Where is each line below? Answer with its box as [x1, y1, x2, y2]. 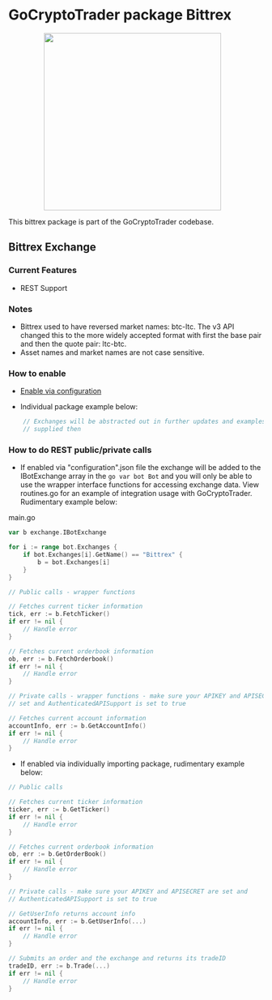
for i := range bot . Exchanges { [8, 543, 117, 552]
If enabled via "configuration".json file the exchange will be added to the [19, 463, 261, 472]
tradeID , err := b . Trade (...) [8, 962, 111, 970]
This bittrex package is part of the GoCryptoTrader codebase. [8, 216, 215, 226]
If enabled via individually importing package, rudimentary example [19, 759, 245, 769]
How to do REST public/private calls [8, 444, 152, 455]
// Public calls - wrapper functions [8, 588, 136, 596]
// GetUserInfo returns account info [8, 909, 136, 917]
